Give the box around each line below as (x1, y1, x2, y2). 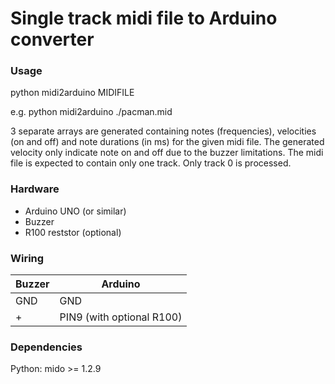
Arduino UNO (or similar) (24, 205, 127, 217)
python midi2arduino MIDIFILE (10, 87, 135, 99)
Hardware (10, 182, 60, 196)
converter (10, 28, 95, 51)
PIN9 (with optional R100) (59, 310, 183, 324)
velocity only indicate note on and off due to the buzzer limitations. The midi (10, 147, 324, 159)
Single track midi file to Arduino (10, 7, 278, 30)
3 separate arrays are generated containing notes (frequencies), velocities (10, 125, 317, 137)
